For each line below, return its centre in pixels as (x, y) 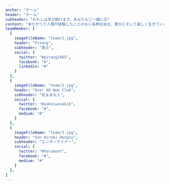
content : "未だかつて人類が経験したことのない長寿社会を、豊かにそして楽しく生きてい (84, 24)
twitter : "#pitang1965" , (45, 57)
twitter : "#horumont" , (42, 152)
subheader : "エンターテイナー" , (45, 142)
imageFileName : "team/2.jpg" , (46, 85)
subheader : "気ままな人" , (40, 95)
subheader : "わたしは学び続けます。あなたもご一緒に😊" (58, 19)
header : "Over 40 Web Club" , (45, 90)
